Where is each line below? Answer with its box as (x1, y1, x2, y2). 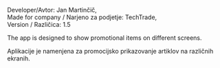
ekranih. (7, 54, 30, 63)
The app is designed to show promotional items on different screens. (7, 34, 202, 42)
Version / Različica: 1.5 (7, 21, 71, 28)
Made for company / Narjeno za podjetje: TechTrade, (7, 13, 157, 21)
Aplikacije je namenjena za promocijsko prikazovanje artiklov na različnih (7, 47, 214, 55)
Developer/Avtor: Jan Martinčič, (7, 6, 98, 14)
